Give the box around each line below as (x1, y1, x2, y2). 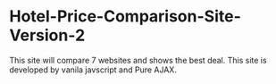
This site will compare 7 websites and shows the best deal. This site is (9, 55, 267, 65)
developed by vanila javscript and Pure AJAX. (9, 64, 177, 75)
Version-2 (9, 25, 86, 46)
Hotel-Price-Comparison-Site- (9, 6, 241, 27)
